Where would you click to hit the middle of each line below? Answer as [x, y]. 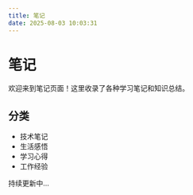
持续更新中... [29, 183]
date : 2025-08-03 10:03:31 [53, 23]
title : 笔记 [27, 16]
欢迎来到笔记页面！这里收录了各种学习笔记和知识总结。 [98, 88]
